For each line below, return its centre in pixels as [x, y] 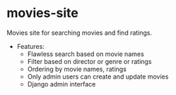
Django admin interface [61, 84]
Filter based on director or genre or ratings [89, 61]
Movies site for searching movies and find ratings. [80, 33]
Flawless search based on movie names [86, 54]
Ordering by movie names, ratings [77, 69]
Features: [31, 46]
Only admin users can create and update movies [98, 77]
